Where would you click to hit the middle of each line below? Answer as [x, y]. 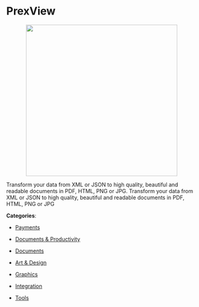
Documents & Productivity [47, 239]
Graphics [26, 274]
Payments [28, 227]
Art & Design [31, 262]
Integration [28, 286]
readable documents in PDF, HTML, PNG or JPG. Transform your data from [100, 191]
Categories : [21, 216]
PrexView [31, 11]
